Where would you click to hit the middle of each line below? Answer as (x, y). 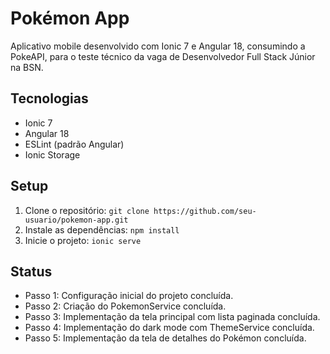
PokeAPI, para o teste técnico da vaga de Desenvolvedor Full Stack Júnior (163, 56)
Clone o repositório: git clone (87, 210)
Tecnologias (49, 98)
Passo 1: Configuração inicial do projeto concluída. (129, 296)
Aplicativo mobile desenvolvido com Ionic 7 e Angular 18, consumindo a (158, 46)
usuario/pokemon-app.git (76, 220)
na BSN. (27, 67)
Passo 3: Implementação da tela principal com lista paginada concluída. (172, 317)
